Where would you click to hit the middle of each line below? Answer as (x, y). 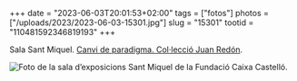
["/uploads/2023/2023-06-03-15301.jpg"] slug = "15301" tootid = (132, 22)
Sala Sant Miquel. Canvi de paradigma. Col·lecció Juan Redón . (126, 49)
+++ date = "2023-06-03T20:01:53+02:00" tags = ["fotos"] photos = (139, 13)
